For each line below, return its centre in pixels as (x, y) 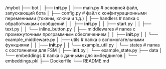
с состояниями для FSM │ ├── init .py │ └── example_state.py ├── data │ (84, 50)
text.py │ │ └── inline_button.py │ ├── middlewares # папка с (70, 29)
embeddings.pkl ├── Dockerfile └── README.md (57, 61)
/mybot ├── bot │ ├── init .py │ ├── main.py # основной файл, (72, 8)
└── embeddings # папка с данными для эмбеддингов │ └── (71, 55)
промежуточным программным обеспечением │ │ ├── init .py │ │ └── (81, 34)
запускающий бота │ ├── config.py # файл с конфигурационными (76, 13)
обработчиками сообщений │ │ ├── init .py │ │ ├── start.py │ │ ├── (78, 23)
